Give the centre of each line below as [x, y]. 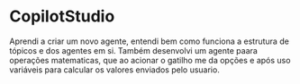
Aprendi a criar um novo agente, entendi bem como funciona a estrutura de [150, 41]
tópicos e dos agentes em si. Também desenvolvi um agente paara [134, 50]
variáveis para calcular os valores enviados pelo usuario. [115, 70]
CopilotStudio [62, 17]
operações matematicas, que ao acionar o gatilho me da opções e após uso [150, 60]
